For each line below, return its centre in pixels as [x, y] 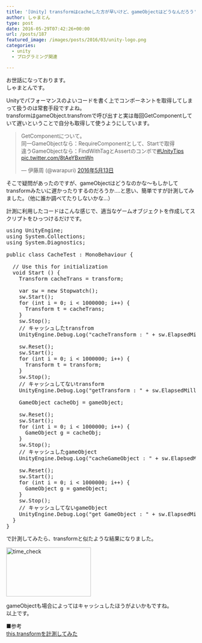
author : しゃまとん [28, 18]
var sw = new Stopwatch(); [59, 291]
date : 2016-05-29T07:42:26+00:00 [48, 29]
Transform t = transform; [63, 365]
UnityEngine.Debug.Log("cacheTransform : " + [87, 334]
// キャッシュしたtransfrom [57, 328]
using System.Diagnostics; [46, 242]
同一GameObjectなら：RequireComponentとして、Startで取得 [98, 143]
